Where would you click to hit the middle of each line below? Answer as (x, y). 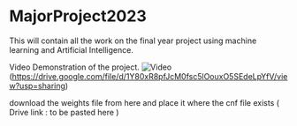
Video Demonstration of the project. (74, 67)
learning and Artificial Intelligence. (72, 49)
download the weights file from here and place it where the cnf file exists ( (145, 102)
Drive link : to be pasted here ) (64, 112)
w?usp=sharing (38, 85)
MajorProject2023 (78, 16)
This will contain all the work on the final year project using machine (133, 41)
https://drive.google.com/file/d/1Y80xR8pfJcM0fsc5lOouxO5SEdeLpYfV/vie (150, 76)
